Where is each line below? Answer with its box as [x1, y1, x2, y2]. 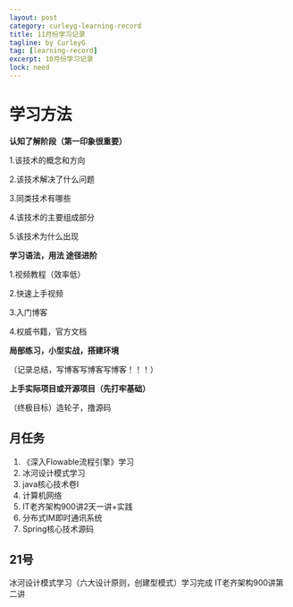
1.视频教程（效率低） [9, 269, 86, 279]
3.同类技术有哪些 [9, 192, 71, 203]
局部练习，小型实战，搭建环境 [9, 345, 119, 355]
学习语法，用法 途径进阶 [9, 250, 98, 261]
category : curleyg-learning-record [9, 21, 142, 30]
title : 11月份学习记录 [9, 30, 86, 38]
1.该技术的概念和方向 [9, 154, 86, 166]
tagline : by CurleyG [9, 38, 87, 47]
